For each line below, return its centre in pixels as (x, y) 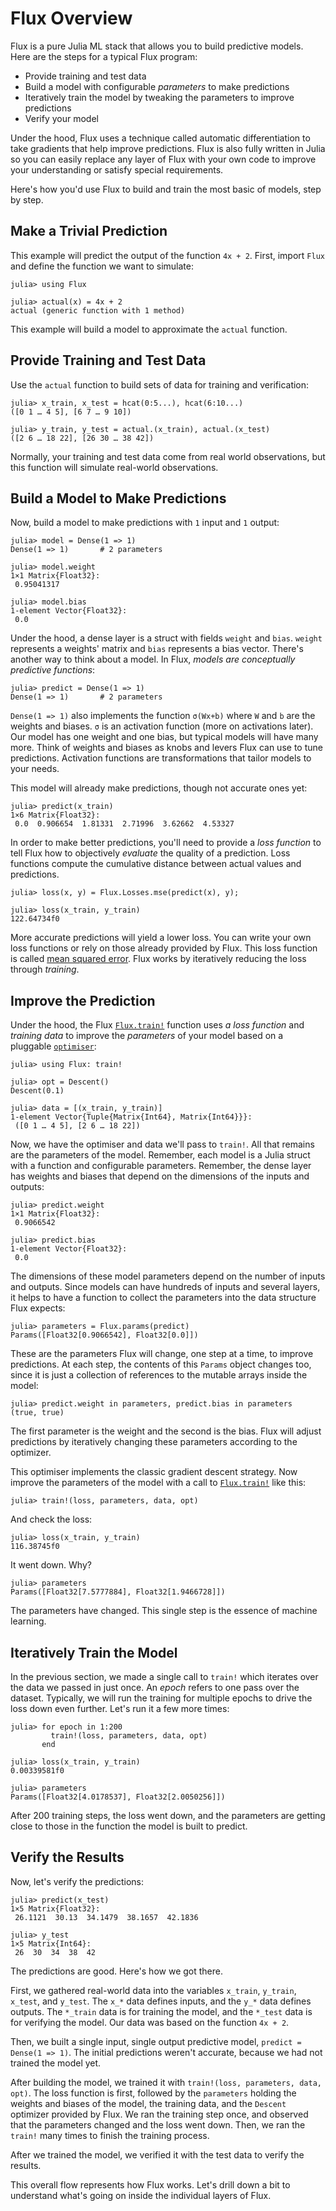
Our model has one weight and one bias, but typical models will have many (164, 737)
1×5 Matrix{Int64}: (51, 1943)
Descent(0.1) (37, 1091)
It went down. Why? (51, 1565)
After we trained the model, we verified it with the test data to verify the (157, 2154)
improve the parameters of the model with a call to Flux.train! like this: (158, 1483)
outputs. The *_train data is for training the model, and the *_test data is (161, 2011)
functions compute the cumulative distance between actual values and (156, 864)
